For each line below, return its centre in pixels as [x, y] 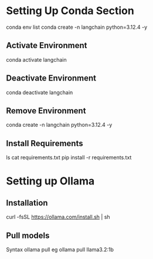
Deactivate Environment [51, 78]
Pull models [28, 235]
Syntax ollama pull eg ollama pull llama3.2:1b [60, 250]
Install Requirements [45, 143]
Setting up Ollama [50, 181]
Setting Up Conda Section [70, 11]
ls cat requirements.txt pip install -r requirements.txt [69, 157]
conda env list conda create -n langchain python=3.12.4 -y [77, 27]
